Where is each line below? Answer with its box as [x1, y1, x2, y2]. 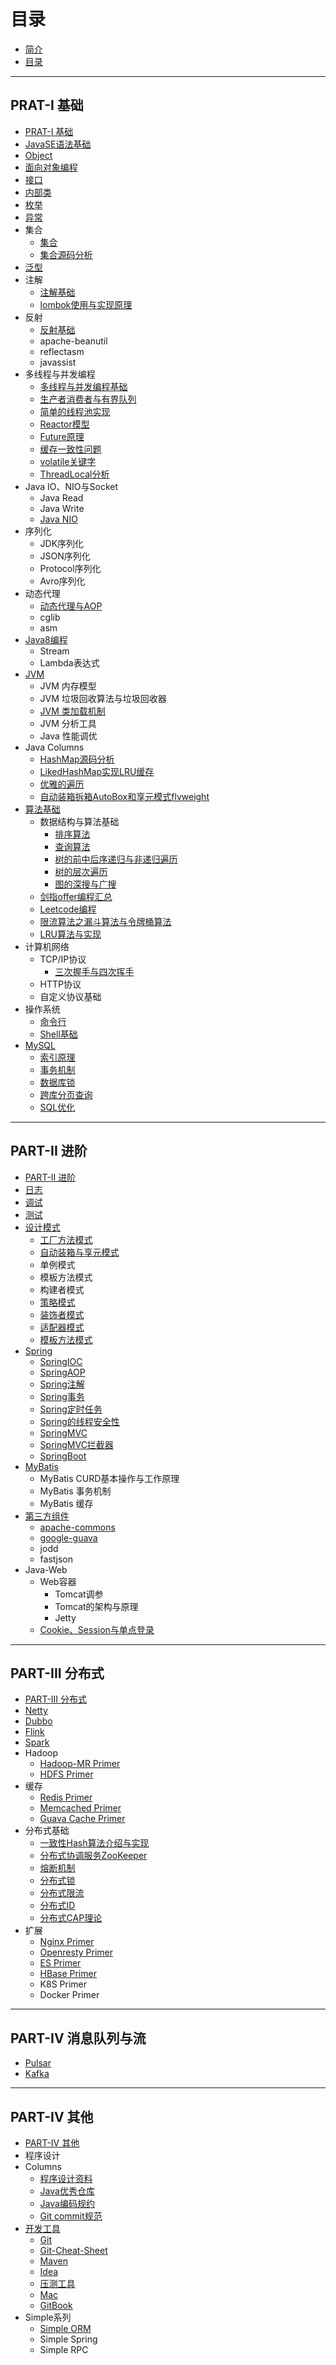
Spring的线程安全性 [39, 1415, 120, 1427]
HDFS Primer [39, 1768, 94, 1780]
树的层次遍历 [54, 865, 108, 877]
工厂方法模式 [39, 1233, 93, 1245]
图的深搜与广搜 [54, 878, 117, 890]
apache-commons [39, 1521, 116, 1533]
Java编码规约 [39, 2198, 95, 2209]
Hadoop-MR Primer [39, 1758, 121, 1770]
